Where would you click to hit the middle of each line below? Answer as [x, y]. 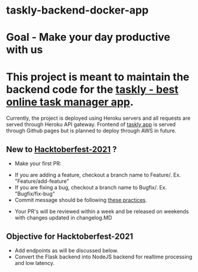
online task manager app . [70, 102]
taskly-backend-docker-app [77, 10]
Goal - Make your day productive [88, 37]
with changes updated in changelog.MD [63, 218]
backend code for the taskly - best [92, 89]
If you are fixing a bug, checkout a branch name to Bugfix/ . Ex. [91, 188]
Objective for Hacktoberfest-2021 [70, 236]
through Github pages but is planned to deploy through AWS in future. [91, 131]
